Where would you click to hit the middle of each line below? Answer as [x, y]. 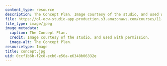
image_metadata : [22, 28]
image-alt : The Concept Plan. [41, 42]
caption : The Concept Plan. [39, 33]
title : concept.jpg [25, 51]
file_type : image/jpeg [29, 24]
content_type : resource [30, 10]
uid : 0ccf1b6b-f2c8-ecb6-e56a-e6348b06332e [51, 56]
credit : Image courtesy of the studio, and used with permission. [80, 38]
